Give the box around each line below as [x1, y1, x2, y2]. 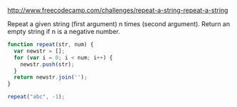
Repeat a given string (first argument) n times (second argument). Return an [7, 20, 231, 28]
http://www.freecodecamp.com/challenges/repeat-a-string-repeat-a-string [7, 6, 228, 14]
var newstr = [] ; [14, 47, 65, 55]
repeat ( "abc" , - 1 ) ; [7, 94, 65, 101]
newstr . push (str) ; [20, 60, 75, 68]
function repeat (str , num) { [7, 41, 94, 48]
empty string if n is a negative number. [7, 28, 120, 35]
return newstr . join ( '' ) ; [14, 74, 88, 81]
